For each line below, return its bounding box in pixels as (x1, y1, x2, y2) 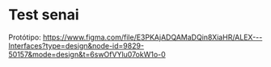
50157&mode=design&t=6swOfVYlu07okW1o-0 (8, 49, 166, 59)
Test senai (8, 6, 79, 24)
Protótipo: (8, 32, 42, 42)
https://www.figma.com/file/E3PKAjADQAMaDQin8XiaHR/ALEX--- (43, 32, 263, 42)
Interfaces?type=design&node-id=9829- (8, 40, 144, 50)
